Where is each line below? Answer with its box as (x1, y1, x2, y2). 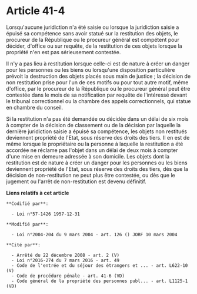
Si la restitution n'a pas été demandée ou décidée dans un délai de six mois (6, 115, 189, 122)
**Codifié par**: (6, 200, 49, 207)
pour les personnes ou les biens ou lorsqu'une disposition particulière (6, 66, 175, 73)
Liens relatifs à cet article (6, 189, 69, 196)
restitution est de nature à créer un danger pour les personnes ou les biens (6, 159, 188, 166)
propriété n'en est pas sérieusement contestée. (6, 48, 121, 55)
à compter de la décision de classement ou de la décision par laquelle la (6, 121, 181, 128)
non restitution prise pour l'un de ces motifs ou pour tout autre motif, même (6, 78, 189, 86)
